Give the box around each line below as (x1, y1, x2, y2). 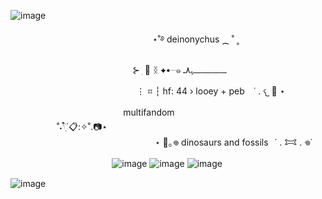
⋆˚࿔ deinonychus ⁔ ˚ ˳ (151, 33, 240, 45)
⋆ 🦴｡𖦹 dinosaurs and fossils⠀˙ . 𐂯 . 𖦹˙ (154, 136, 313, 148)
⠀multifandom (116, 106, 175, 118)
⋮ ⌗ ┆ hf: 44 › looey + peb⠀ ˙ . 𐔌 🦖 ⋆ (136, 85, 286, 97)
